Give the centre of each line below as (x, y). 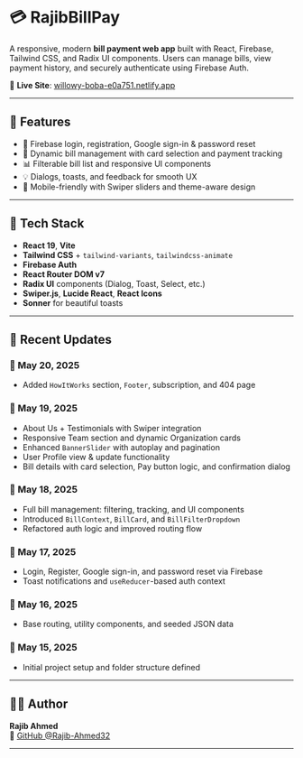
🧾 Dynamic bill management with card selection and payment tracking (152, 153)
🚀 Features (40, 122)
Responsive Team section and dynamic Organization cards (132, 438)
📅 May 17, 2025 (43, 551)
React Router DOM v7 (64, 274)
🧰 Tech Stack (47, 223)
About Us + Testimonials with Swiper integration (112, 428)
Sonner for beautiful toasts (73, 302)
